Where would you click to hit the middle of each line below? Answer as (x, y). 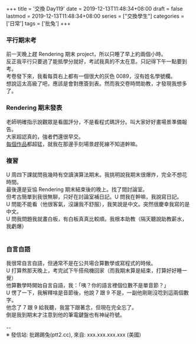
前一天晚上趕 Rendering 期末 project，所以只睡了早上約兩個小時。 (86, 54)
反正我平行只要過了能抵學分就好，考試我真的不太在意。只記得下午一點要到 (97, 61)
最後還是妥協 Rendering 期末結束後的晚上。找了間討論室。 (77, 189)
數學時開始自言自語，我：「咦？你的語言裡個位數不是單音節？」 (93, 286)
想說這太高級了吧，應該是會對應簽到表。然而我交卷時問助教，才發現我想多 (97, 84)
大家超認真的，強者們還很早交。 (45, 136)
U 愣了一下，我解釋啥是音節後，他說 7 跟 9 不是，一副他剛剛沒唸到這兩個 (95, 293)
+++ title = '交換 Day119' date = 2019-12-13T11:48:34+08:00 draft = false (94, 9)
